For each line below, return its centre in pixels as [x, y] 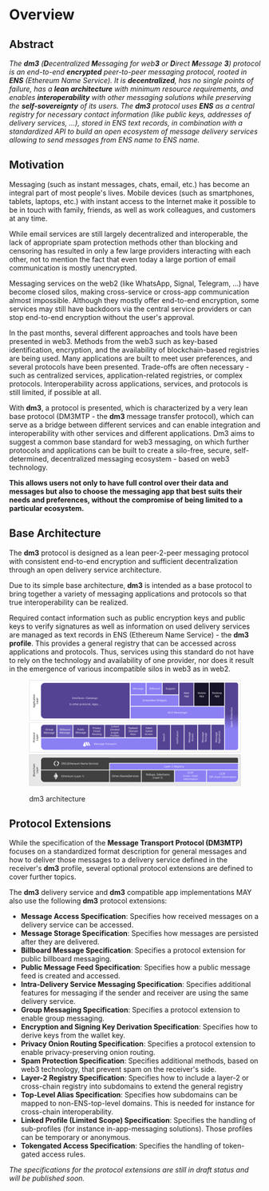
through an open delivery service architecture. [85, 570]
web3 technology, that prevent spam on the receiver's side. [119, 1069]
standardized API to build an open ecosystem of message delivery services [134, 131]
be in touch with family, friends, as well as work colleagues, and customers [133, 210]
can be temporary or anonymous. [75, 1137]
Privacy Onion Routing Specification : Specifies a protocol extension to [138, 1044]
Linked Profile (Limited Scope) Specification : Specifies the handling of [138, 1121]
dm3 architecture [57, 798]
